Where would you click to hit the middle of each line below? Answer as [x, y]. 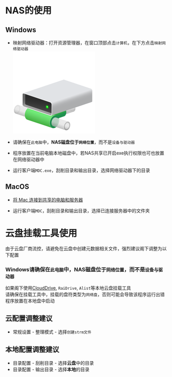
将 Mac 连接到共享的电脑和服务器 [48, 200]
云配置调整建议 [29, 319]
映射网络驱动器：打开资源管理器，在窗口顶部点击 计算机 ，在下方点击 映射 [87, 43]
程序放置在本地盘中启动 [30, 301]
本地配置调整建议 [32, 350]
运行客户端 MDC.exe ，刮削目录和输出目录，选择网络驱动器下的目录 [81, 170]
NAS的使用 [29, 11]
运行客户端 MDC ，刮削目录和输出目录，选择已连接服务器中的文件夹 [81, 210]
